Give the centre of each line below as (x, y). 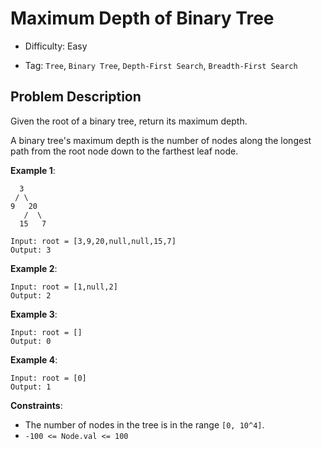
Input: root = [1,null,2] (64, 287)
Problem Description (76, 97)
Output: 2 (31, 295)
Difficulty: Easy (56, 46)
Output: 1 (31, 387)
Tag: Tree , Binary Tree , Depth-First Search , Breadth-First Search (161, 65)
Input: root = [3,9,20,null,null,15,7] (93, 241)
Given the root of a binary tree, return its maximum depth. (129, 121)
